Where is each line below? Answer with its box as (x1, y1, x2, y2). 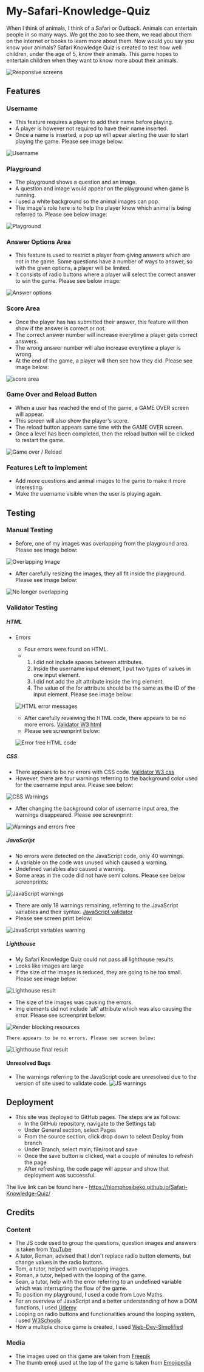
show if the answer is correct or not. (15, 324, 106, 332)
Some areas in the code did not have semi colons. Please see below (15, 871, 186, 879)
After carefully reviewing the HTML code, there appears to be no (24, 714, 186, 721)
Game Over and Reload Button (6, 390, 97, 399)
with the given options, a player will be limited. (15, 265, 131, 272)
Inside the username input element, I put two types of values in (33, 665, 191, 672)
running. (15, 191, 36, 198)
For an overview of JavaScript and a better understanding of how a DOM (15, 1297, 197, 1305)
